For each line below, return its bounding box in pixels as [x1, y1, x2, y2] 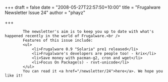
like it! [5, 73, 23, 78]
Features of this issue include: [23, 38, 93, 43]
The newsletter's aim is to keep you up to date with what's [23, 29, 154, 34]
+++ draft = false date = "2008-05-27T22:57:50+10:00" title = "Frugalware [5, 5, 161, 10]
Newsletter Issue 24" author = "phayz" [5, 10, 85, 16]
